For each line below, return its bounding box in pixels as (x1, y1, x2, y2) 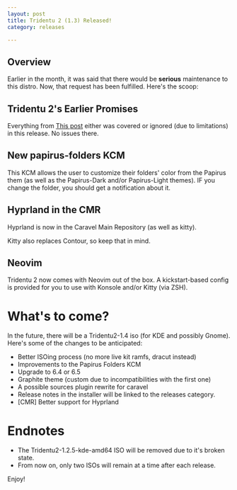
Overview (7, 56, 52, 68)
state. (17, 454, 35, 462)
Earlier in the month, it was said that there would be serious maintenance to (7, 75, 229, 84)
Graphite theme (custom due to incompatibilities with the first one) (17, 375, 212, 384)
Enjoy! (7, 475, 26, 484)
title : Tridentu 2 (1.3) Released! (7, 17, 112, 24)
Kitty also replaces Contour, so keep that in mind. (7, 237, 151, 245)
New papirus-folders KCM (7, 149, 125, 161)
